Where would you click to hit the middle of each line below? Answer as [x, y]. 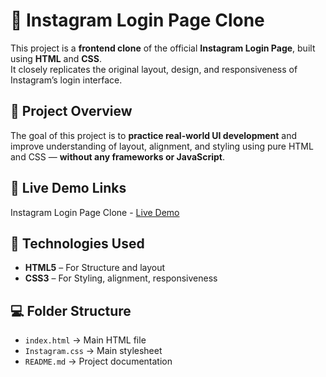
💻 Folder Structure [71, 310]
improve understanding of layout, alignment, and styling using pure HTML [162, 146]
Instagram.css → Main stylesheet [93, 351]
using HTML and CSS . [56, 58]
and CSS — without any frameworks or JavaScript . [118, 156]
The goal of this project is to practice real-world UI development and [154, 135]
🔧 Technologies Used [77, 243]
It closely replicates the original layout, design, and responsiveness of [154, 69]
